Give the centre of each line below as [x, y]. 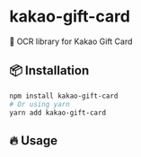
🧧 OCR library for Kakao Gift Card [71, 41]
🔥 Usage [34, 140]
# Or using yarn [40, 104]
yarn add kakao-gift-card [57, 113]
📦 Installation [49, 70]
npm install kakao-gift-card [64, 96]
